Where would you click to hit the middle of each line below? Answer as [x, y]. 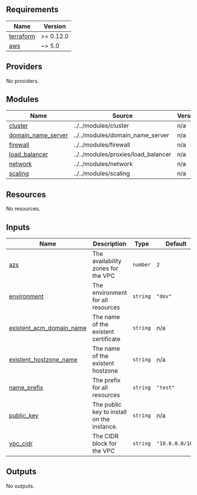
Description [110, 244]
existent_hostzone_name [43, 360]
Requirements [32, 10]
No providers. [23, 81]
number [142, 265]
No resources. [23, 209]
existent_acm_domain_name [48, 328]
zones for [105, 268]
